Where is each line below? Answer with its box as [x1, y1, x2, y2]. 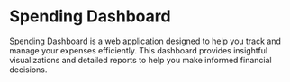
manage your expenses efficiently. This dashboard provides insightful [9, 45, 268, 55]
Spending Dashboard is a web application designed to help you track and [9, 36, 282, 46]
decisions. [9, 64, 48, 75]
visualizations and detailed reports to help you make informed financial [9, 54, 272, 65]
